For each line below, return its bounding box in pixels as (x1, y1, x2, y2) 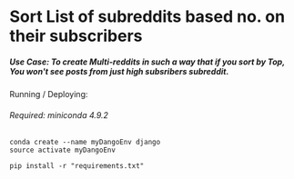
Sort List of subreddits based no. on (9, 6, 285, 27)
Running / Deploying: (9, 89, 88, 100)
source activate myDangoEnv (9, 145, 117, 155)
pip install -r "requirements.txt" (9, 162, 145, 171)
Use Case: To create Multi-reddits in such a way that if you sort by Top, (9, 56, 285, 67)
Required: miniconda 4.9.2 (9, 109, 109, 120)
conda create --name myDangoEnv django (9, 138, 161, 147)
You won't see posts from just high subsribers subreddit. (9, 65, 229, 76)
